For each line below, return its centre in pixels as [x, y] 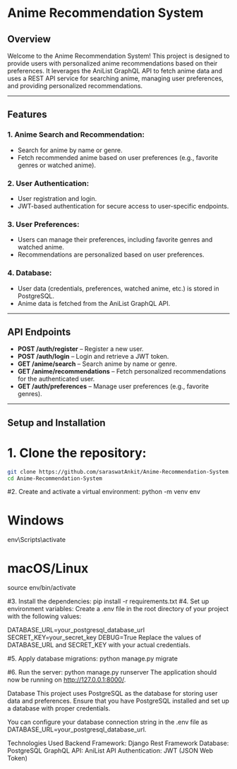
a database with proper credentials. [59, 708]
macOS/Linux [48, 568]
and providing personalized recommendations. [75, 86]
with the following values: [44, 616]
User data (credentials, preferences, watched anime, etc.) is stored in [118, 288]
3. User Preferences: [43, 224]
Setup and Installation [56, 423]
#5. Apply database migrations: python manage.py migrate [93, 659]
